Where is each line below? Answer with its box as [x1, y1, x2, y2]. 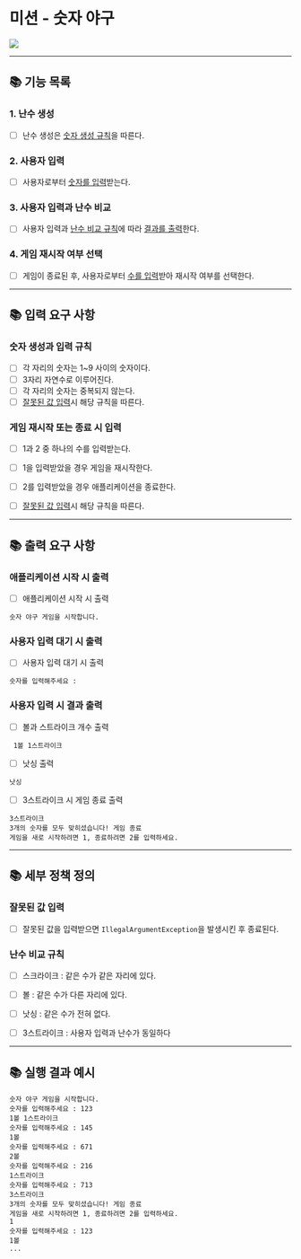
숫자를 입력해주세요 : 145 [9, 1123, 93, 1132]
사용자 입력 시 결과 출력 [9, 700, 103, 712]
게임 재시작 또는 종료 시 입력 [9, 421, 122, 434]
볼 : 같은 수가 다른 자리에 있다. [21, 989, 128, 999]
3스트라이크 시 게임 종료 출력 [21, 794, 124, 805]
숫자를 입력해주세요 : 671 [9, 1142, 93, 1151]
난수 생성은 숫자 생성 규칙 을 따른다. [21, 129, 145, 140]
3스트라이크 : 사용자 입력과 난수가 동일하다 [21, 1027, 171, 1038]
